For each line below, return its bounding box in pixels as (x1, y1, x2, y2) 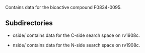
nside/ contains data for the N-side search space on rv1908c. (12, 42, 140, 48)
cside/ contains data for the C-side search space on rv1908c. (12, 32, 140, 38)
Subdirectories (5, 19, 53, 27)
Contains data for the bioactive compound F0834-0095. (5, 5, 122, 10)
